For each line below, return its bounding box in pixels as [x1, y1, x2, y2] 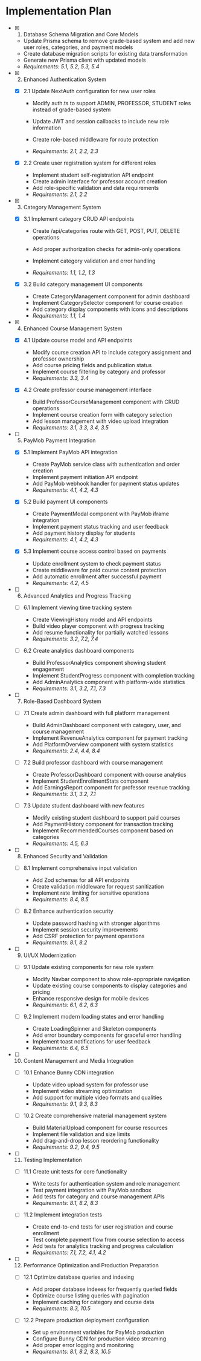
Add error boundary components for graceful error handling [32, 1031, 182, 1039]
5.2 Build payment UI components [23, 498, 108, 506]
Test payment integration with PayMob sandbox [32, 1187, 152, 1194]
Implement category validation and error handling [32, 257, 156, 264]
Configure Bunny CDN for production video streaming [32, 1335, 167, 1342]
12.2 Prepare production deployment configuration [23, 1317, 149, 1324]
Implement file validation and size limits [32, 1131, 130, 1138]
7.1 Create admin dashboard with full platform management [23, 709, 170, 716]
